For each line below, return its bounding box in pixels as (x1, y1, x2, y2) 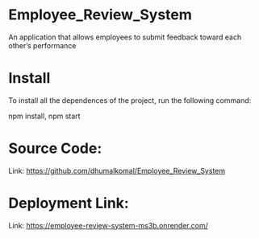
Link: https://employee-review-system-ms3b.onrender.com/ (8, 220, 208, 230)
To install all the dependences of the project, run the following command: (8, 95, 252, 105)
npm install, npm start (8, 111, 81, 121)
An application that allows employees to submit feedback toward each (8, 32, 242, 42)
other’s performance (8, 40, 77, 50)
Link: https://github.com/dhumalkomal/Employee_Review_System (8, 166, 226, 175)
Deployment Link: (8, 195, 129, 212)
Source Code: (8, 139, 102, 158)
